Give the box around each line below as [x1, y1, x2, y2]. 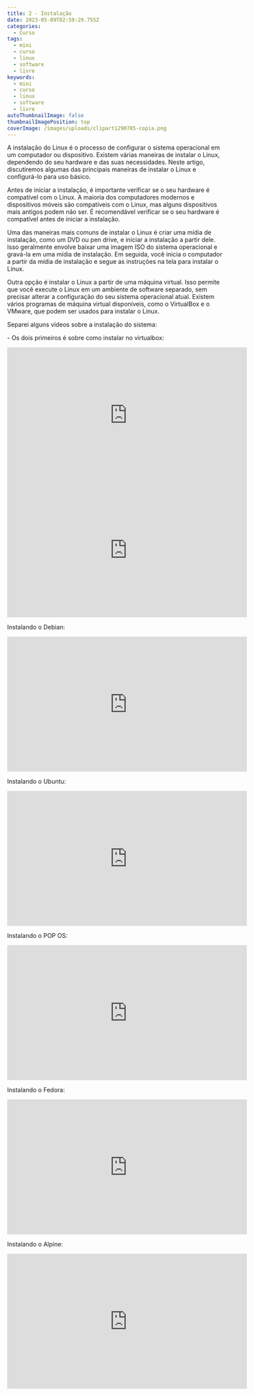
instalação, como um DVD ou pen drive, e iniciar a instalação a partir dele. [7, 236, 216, 244]
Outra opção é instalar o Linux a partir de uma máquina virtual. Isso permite [7, 278, 220, 287]
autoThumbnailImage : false [7, 112, 84, 119]
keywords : [7, 73, 36, 81]
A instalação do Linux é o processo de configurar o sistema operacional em [7, 143, 220, 152]
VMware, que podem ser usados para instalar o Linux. [7, 307, 160, 315]
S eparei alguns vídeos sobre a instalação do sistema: [7, 320, 157, 329]
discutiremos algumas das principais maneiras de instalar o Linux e [7, 165, 196, 173]
